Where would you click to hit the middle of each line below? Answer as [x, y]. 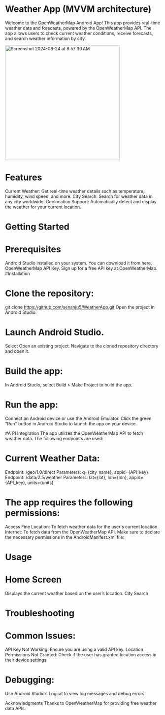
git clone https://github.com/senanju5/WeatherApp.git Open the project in [80, 307]
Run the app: [32, 405]
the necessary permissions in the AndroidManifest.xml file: [65, 537]
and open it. [17, 351]
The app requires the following [69, 502]
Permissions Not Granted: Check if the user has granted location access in [81, 654]
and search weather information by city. [46, 38]
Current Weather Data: [52, 458]
